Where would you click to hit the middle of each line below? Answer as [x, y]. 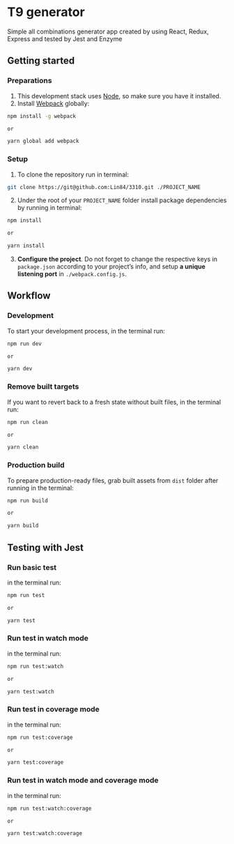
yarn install [26, 246]
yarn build [23, 526]
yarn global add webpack [43, 141]
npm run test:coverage [40, 737]
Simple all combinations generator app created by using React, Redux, [108, 31]
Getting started [41, 61]
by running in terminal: [49, 208]
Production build [36, 465]
